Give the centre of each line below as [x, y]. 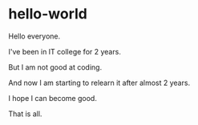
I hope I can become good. [53, 98]
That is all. [25, 114]
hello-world [48, 14]
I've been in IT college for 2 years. [65, 51]
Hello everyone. [34, 36]
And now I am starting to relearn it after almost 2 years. [99, 83]
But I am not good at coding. [55, 67]
